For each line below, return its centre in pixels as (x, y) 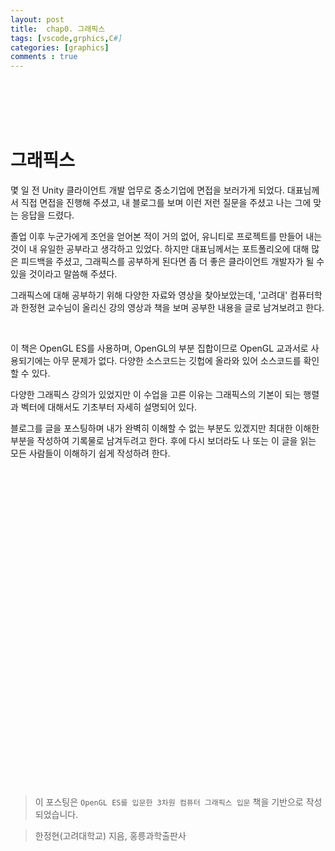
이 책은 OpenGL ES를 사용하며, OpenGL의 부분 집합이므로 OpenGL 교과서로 (159, 348)
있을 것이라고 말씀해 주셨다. (64, 274)
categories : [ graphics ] (60, 47)
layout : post (37, 19)
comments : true (44, 57)
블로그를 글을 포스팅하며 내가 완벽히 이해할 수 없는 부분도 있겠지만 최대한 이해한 (165, 428)
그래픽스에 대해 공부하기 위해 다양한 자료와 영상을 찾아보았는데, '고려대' (149, 295)
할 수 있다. (30, 373)
